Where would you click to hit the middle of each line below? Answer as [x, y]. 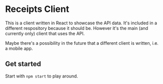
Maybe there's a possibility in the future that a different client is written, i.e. [82, 43]
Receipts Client [37, 9]
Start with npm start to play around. [42, 76]
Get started [23, 64]
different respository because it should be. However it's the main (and [77, 28]
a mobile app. [19, 48]
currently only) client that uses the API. [45, 33]
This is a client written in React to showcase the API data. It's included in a [81, 23]
